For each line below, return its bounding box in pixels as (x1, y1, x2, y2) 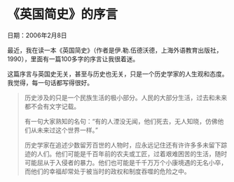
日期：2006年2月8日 (7, 31, 68, 39)
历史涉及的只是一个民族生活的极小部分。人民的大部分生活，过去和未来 (24, 93, 228, 102)
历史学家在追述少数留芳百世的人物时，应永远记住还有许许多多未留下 (24, 141, 221, 149)
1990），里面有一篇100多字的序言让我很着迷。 (7, 54, 139, 63)
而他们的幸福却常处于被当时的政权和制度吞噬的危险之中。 (24, 167, 191, 176)
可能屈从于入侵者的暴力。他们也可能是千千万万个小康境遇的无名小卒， (24, 158, 228, 167)
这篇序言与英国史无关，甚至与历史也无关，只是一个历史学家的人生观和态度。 (7, 70, 228, 78)
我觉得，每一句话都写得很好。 (7, 78, 93, 86)
